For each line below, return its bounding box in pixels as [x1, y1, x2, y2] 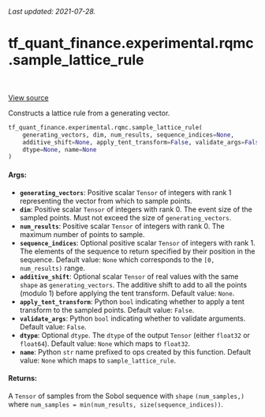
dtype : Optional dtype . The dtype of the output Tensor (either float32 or [19, 330, 251, 340]
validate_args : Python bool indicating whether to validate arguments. [19, 314, 246, 323]
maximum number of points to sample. [19, 229, 145, 239]
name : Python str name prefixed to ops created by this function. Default [19, 347, 252, 356]
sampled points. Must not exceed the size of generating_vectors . [19, 212, 232, 222]
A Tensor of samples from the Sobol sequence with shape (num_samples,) [8, 391, 244, 400]
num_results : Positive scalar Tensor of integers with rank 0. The [19, 221, 225, 231]
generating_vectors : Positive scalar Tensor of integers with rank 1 [19, 187, 232, 197]
